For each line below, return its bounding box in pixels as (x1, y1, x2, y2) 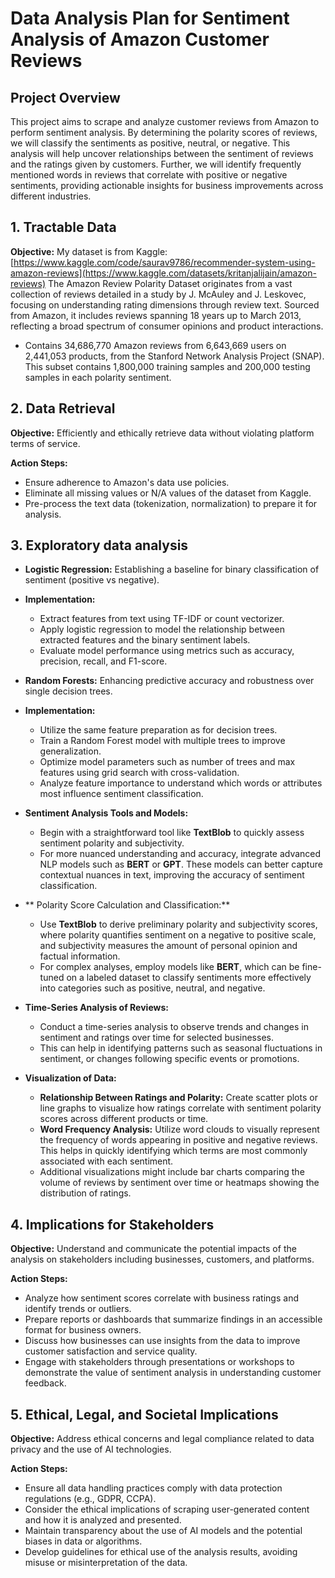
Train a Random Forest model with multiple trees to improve (39, 735, 286, 747)
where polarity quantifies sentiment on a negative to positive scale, (39, 929, 317, 941)
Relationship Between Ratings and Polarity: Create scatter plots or (39, 1092, 318, 1104)
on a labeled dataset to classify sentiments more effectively (66, 972, 312, 984)
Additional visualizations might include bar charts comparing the (39, 1166, 305, 1178)
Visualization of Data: (24, 1072, 117, 1084)
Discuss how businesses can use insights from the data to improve (24, 1335, 301, 1347)
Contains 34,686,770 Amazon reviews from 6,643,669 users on (24, 339, 287, 351)
